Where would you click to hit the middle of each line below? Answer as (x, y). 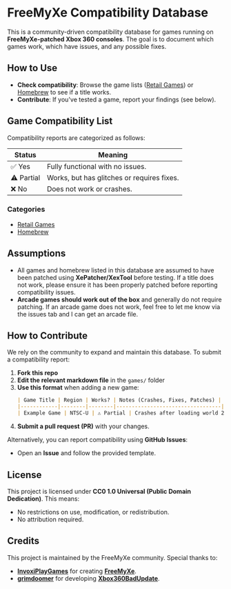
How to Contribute (48, 336)
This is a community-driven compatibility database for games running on (110, 32)
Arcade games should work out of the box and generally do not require (119, 299)
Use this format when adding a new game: (78, 388)
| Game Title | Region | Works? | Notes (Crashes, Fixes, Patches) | (119, 400)
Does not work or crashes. (90, 189)
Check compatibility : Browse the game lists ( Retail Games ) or (105, 85)
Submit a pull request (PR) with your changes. (83, 426)
